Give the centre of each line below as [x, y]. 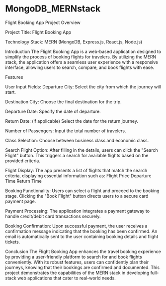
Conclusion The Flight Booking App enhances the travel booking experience [83, 251]
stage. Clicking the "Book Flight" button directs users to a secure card [77, 196]
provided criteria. [23, 161]
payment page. [21, 201]
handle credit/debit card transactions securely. [53, 216]
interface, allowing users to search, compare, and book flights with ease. [80, 67]
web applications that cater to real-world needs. [66, 278]
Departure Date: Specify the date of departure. [53, 111]
